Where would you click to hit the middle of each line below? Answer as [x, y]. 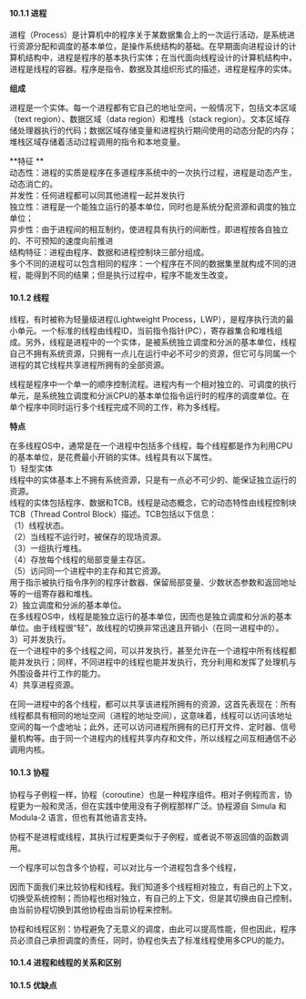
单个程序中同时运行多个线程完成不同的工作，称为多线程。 [117, 407]
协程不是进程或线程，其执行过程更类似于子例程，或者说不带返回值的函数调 [149, 836]
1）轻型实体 [31, 469]
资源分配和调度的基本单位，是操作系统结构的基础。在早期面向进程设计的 [153, 46]
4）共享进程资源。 [44, 685]
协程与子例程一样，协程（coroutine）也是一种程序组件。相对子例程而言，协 [151, 794]
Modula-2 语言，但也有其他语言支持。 [81, 817]
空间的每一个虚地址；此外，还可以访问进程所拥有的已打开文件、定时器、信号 [153, 727]
